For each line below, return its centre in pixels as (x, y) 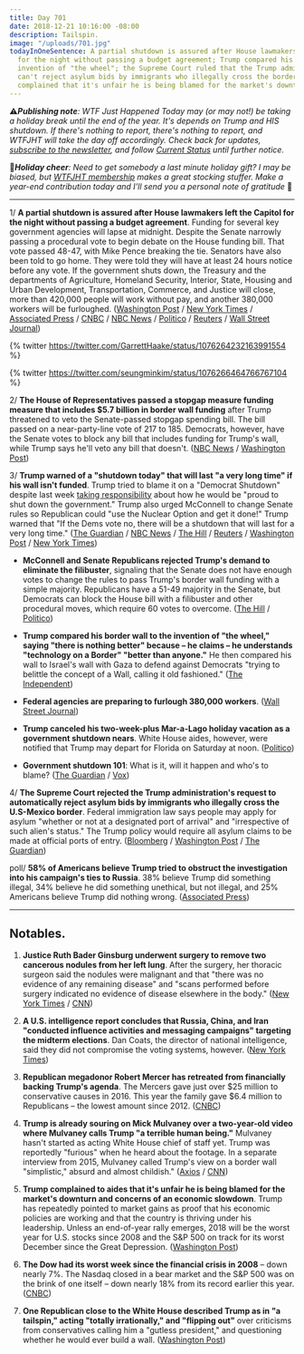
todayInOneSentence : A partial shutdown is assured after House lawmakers (153, 52)
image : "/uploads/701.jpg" (60, 43)
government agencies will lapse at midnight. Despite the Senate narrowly (146, 231)
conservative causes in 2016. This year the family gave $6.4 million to (152, 1097)
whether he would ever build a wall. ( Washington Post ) (124, 1340)
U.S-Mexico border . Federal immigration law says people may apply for (143, 811)
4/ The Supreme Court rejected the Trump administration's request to (143, 792)
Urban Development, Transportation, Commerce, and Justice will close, (142, 289)
